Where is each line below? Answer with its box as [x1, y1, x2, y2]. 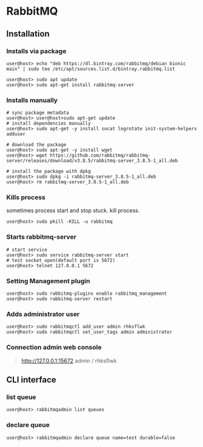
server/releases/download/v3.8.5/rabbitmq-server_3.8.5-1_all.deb [6, 158, 178, 164]
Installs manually [6, 96, 58, 104]
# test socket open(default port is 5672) [6, 257, 115, 263]
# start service [6, 247, 47, 253]
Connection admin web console [6, 343, 102, 351]
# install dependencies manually [6, 121, 91, 127]
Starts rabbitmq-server [6, 233, 77, 241]
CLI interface [6, 375, 57, 385]
